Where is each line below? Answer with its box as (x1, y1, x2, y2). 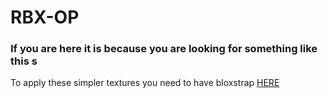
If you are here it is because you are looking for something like (10, 42, 318, 56)
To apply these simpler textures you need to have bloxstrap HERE (10, 77, 280, 89)
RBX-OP (10, 6, 80, 29)
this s (10, 54, 38, 68)
